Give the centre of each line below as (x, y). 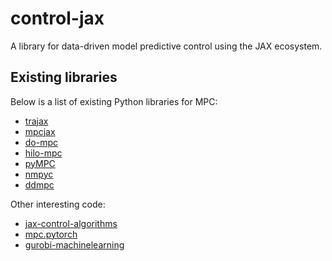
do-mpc (41, 142)
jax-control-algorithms (71, 223)
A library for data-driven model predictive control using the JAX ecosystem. (166, 46)
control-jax (57, 18)
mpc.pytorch (51, 234)
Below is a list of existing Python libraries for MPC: (114, 101)
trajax (36, 121)
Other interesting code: (58, 204)
